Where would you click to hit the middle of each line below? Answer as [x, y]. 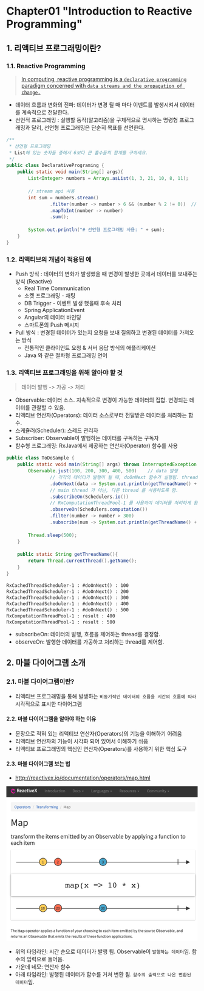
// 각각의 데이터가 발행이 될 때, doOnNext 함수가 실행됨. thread [124, 477]
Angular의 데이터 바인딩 [53, 318]
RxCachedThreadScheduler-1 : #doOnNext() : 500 [68, 610]
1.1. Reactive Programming [46, 66]
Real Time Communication [57, 288]
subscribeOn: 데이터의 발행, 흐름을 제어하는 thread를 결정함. [88, 634]
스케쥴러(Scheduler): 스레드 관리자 [56, 430]
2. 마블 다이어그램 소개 [46, 663]
